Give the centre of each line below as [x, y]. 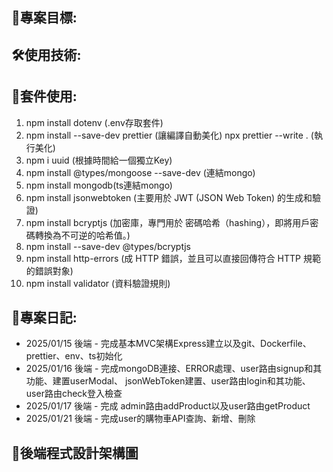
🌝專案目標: [44, 18]
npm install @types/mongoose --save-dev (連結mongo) [140, 172]
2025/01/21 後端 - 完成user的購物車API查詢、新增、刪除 [140, 419]
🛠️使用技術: [46, 54]
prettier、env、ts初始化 [74, 356]
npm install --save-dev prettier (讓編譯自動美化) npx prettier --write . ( [169, 135]
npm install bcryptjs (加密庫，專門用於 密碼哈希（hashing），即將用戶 [168, 222]
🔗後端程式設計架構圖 [75, 453]
